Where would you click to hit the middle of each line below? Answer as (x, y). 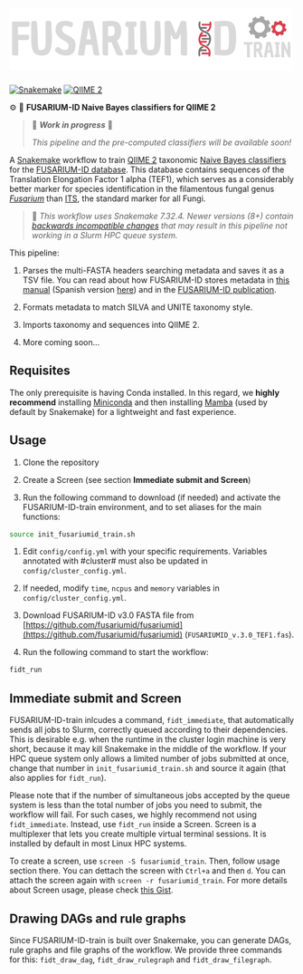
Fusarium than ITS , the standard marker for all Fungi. (108, 198)
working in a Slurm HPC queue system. (104, 235)
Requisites (40, 371)
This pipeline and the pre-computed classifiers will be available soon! (161, 142)
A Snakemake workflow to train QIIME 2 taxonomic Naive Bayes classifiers (148, 159)
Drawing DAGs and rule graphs (98, 918)
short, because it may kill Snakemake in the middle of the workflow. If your (148, 749)
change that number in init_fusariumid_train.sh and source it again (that (148, 768)
